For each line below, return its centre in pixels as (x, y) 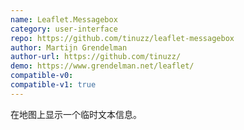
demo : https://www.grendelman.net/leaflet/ (102, 66)
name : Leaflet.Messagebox (64, 19)
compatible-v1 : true (53, 85)
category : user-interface (64, 29)
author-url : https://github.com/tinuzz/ (96, 57)
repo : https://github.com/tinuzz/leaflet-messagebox (122, 38)
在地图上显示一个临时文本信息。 (76, 114)
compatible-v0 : (42, 76)
